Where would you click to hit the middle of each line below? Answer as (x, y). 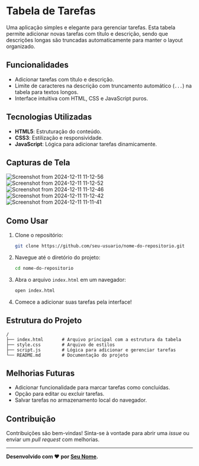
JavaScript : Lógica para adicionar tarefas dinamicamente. (86, 144)
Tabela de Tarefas (51, 11)
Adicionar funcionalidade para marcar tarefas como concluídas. (92, 388)
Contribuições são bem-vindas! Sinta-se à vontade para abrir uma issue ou (98, 433)
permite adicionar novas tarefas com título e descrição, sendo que (87, 33)
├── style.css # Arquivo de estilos (61, 345)
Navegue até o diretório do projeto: (57, 257)
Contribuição (31, 419)
